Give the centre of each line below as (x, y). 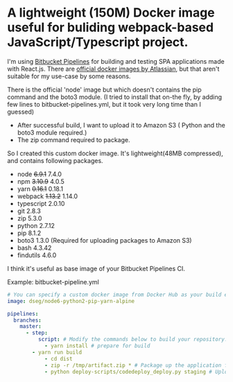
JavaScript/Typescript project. (98, 42)
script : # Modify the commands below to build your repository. (133, 340)
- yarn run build (57, 352)
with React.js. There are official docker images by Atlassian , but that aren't (113, 69)
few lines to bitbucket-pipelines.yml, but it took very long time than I (104, 104)
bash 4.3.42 (34, 248)
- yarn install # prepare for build (97, 346)
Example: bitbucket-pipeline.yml (53, 281)
